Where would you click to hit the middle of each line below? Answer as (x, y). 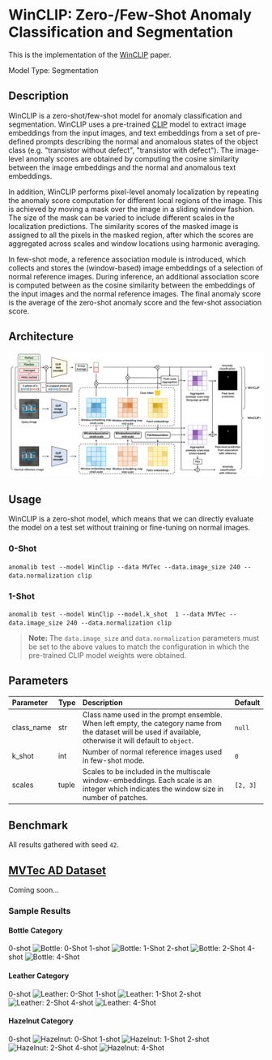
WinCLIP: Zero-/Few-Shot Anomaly (130, 15)
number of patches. (115, 798)
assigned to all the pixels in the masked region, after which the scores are (131, 235)
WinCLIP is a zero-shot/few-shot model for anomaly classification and (125, 115)
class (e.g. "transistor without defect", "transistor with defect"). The (121, 150)
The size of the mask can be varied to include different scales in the (121, 218)
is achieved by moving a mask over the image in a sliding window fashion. (132, 209)
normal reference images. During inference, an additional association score (134, 276)
